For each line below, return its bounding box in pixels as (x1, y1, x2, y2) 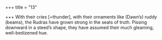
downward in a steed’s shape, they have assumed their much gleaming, (5, 24, 154, 30)
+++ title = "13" (5, 4, 37, 10)
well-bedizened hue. (5, 30, 48, 35)
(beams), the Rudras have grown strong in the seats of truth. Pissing (5, 19, 147, 25)
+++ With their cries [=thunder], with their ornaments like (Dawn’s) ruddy (5, 14, 157, 19)
